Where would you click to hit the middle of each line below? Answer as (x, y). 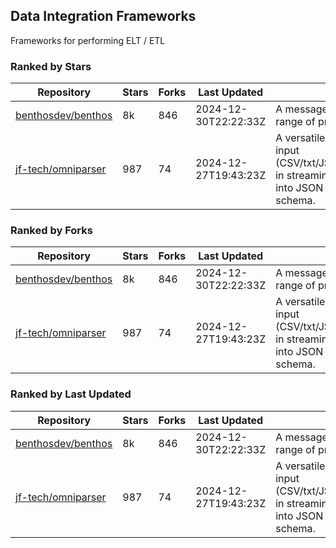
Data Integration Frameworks (103, 16)
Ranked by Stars (51, 66)
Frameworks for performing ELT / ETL (88, 40)
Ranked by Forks (51, 231)
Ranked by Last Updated (71, 394)
